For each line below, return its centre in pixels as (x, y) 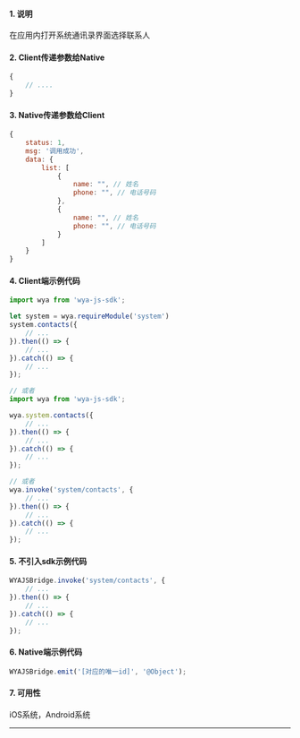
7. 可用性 (25, 693)
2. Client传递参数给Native (57, 57)
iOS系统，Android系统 (50, 714)
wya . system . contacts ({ (51, 416)
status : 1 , (46, 143)
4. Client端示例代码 (45, 280)
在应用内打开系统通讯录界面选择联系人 (79, 35)
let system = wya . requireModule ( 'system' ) (89, 317)
